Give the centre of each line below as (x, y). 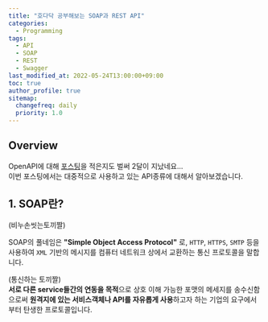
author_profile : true (45, 91)
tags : (17, 38)
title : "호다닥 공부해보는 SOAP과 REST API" (76, 16)
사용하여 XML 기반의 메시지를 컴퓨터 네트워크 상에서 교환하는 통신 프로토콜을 (127, 252)
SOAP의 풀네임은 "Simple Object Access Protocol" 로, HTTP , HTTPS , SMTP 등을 (134, 242)
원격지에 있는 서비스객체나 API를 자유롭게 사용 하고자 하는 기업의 (129, 299)
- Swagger (32, 68)
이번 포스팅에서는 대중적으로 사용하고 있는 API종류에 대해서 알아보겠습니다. (126, 176)
